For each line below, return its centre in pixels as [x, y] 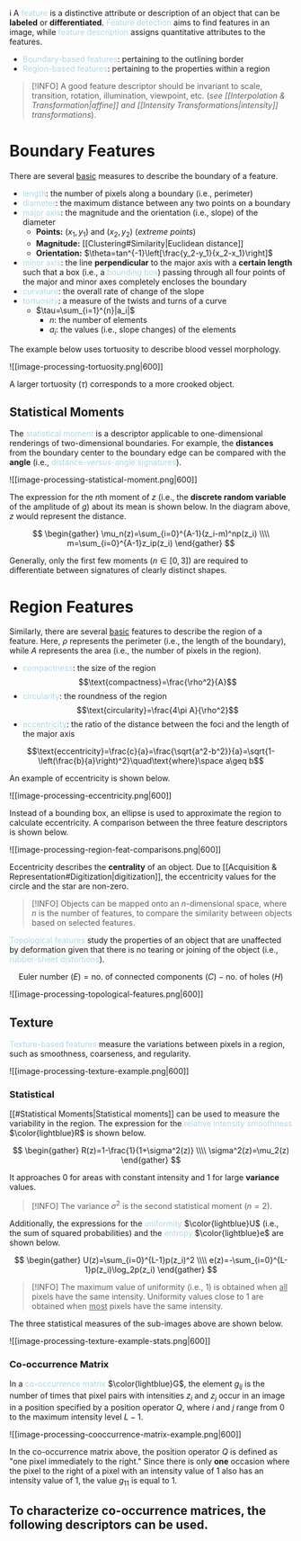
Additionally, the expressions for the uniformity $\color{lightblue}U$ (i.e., [144, 1223]
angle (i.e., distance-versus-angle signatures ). [96, 462]
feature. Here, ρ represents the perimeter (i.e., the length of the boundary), [148, 641]
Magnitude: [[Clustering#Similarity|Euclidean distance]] [140, 243]
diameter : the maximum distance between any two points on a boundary [156, 202]
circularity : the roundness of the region [95, 696]
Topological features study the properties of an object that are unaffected [146, 940]
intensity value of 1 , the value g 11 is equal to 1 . [93, 1481]
